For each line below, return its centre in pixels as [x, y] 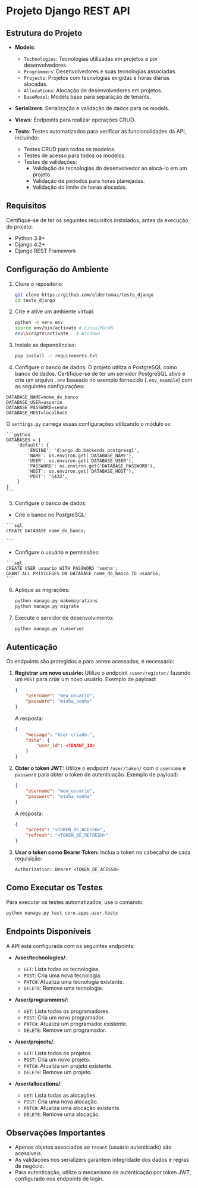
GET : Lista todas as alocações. [60, 1095]
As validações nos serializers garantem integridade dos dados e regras [102, 1160]
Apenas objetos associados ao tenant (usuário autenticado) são [93, 1147]
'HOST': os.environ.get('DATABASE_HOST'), [81, 471]
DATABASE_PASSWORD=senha [37, 407]
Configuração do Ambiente [57, 269]
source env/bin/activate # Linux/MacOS [64, 328]
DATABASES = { [24, 440]
